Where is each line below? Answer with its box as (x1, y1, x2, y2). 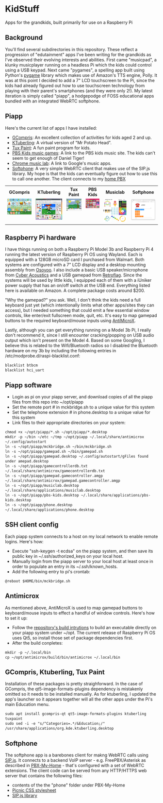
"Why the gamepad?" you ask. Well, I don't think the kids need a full (5, 297, 141, 303)
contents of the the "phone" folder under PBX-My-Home (12, 782, 125, 788)
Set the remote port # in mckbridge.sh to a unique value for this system (12, 404, 155, 410)
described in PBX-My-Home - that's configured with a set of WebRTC (5, 763, 145, 769)
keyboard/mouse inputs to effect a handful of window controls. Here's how (5, 610, 155, 615)
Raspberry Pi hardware (5, 233, 76, 241)
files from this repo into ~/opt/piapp (12, 399, 84, 405)
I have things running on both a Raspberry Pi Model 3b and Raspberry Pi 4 (5, 246, 154, 252)
